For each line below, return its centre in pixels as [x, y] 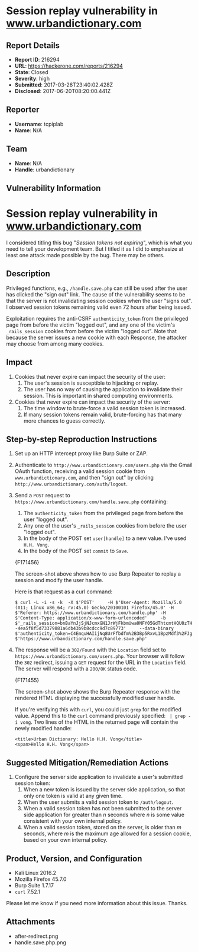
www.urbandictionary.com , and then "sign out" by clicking [84, 478]
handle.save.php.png [40, 942]
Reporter [23, 110]
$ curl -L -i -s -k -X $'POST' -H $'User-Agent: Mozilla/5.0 [98, 603]
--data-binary [157, 629]
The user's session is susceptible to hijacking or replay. [91, 383]
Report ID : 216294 [37, 60]
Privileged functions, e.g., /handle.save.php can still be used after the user [97, 288]
